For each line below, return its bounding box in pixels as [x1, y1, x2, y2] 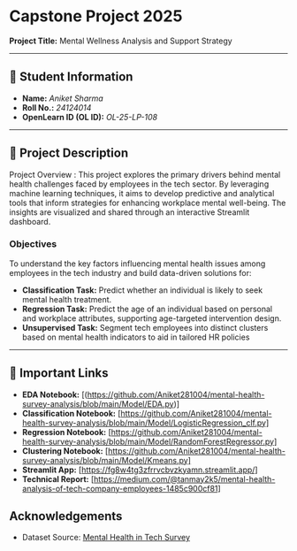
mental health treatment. [21, 294, 112, 304]
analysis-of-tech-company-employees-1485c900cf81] [21, 483, 221, 494]
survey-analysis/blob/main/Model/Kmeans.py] [21, 455, 192, 465]
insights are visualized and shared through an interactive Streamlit [9, 206, 250, 218]
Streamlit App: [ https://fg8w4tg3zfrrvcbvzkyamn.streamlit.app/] [21, 464, 258, 475]
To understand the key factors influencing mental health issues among [9, 258, 266, 269]
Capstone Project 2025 [9, 6, 183, 27]
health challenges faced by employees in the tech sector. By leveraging [9, 179, 270, 189]
